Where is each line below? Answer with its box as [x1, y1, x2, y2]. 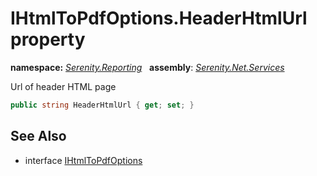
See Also [10, 128, 67, 145]
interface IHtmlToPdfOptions [24, 154, 143, 166]
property [10, 28, 86, 51]
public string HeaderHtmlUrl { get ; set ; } [10, 100, 195, 110]
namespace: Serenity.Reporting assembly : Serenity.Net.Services [10, 61, 285, 73]
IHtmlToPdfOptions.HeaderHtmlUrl [10, 7, 308, 30]
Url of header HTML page [10, 80, 117, 92]
